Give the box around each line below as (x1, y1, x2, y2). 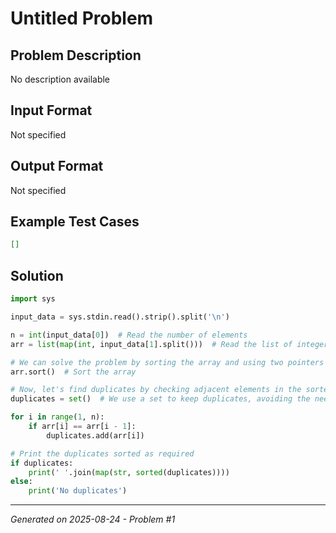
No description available (10, 73, 111, 85)
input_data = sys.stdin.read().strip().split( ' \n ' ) (10, 312, 230, 322)
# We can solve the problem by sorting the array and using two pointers (10, 357, 325, 367)
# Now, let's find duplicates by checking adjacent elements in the (10, 385, 302, 395)
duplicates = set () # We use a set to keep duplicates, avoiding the (10, 394, 311, 404)
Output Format (10, 158, 104, 175)
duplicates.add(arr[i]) (46, 430, 145, 441)
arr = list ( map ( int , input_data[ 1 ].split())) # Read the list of (10, 339, 293, 349)
